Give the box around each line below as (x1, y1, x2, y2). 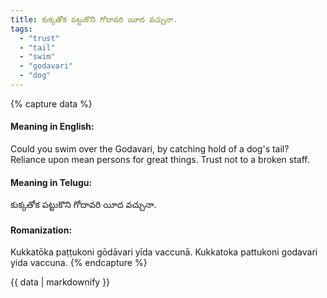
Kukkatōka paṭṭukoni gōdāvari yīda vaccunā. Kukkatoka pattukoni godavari (10, 246, 318, 258)
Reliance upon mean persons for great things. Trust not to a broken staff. (10, 154, 310, 166)
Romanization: (10, 224, 73, 236)
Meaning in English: (10, 121, 95, 133)
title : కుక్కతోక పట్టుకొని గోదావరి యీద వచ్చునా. (10, 14, 178, 25)
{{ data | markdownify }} (10, 276, 111, 288)
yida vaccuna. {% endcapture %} (10, 257, 148, 269)
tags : (10, 24, 33, 34)
